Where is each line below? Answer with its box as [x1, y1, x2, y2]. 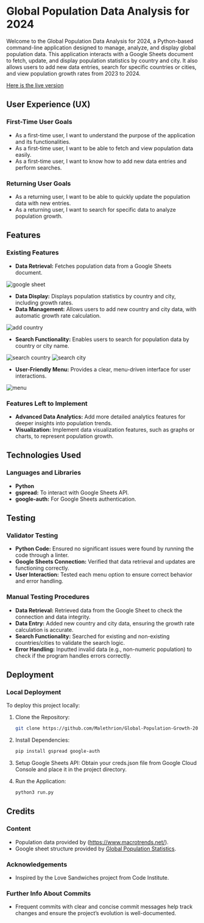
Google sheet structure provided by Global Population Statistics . [15, 845, 177, 852]
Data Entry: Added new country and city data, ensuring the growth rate [15, 619, 195, 627]
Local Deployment [6, 688, 62, 696]
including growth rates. [15, 299, 74, 306]
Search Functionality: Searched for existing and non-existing [15, 633, 170, 640]
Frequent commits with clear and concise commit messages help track [15, 903, 193, 910]
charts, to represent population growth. [15, 432, 114, 440]
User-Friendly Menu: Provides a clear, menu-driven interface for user [15, 365, 191, 373]
